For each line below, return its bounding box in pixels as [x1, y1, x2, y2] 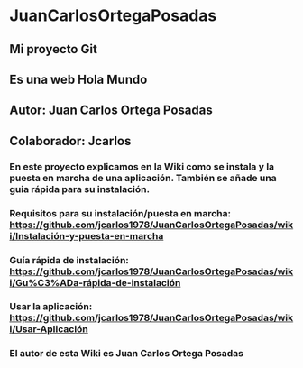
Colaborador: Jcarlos [9, 133, 132, 149]
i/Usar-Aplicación [9, 323, 88, 336]
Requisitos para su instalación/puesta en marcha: [9, 207, 232, 219]
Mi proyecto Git [9, 41, 97, 57]
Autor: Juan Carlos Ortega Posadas [9, 103, 214, 118]
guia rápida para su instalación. [9, 182, 151, 195]
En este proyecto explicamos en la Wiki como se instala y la [9, 160, 275, 172]
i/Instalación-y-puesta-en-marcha [9, 229, 164, 242]
